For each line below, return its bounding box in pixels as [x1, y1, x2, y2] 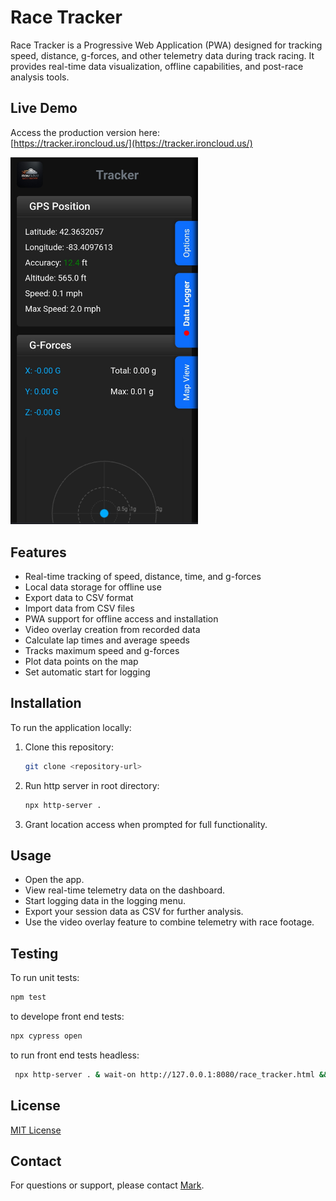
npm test [10, 992, 47, 1003]
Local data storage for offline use [24, 581, 162, 593]
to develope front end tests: [10, 1011, 125, 1022]
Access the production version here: [10, 126, 161, 138]
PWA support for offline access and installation [24, 612, 219, 625]
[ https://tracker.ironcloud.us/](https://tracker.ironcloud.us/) [10, 137, 253, 149]
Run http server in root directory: [24, 779, 160, 791]
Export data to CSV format [24, 591, 134, 603]
